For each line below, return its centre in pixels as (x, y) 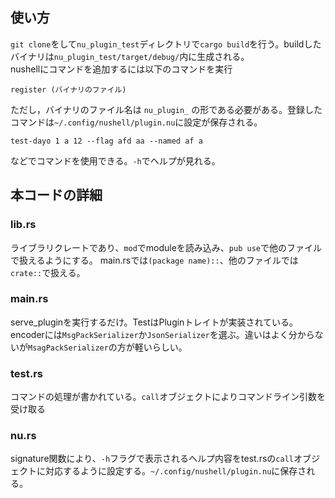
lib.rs (23, 225)
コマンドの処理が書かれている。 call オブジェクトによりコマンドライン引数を (168, 397)
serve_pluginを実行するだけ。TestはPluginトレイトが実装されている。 (154, 322)
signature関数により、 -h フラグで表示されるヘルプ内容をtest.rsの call (152, 459)
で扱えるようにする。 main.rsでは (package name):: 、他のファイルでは (154, 260)
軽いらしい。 (161, 347)
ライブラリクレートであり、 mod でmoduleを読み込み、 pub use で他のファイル (166, 247)
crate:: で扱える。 (48, 272)
